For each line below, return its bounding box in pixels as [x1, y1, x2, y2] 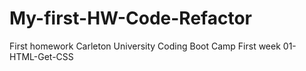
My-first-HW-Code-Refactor [9, 7, 252, 30]
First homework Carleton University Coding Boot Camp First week [9, 40, 281, 52]
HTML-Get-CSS [9, 50, 74, 62]
